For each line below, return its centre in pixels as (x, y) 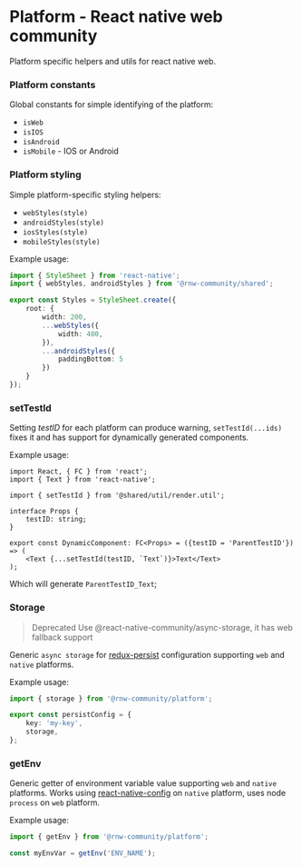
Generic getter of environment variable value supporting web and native (143, 783)
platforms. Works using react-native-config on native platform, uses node (148, 793)
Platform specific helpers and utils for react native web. (112, 61)
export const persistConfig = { (70, 715)
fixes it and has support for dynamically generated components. (129, 437)
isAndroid (41, 143)
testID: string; (57, 520)
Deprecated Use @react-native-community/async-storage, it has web (162, 627)
